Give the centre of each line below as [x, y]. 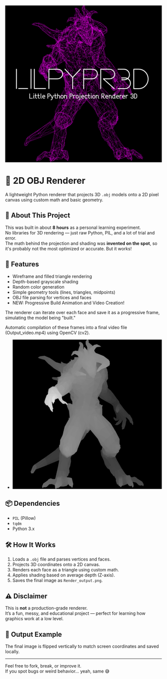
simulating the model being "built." [41, 318]
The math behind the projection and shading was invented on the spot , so [81, 243]
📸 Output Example [34, 634]
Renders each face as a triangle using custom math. [66, 570]
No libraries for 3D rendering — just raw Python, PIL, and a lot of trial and [80, 232]
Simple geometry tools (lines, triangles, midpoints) [64, 292]
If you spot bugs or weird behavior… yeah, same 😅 [57, 671]
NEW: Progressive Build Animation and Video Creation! [68, 303]
